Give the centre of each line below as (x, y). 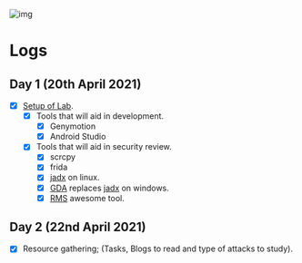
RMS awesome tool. (87, 198)
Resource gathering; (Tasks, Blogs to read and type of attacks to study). (158, 248)
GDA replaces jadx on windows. (110, 188)
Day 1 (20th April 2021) (75, 84)
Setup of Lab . (48, 106)
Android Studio (78, 137)
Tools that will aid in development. (100, 116)
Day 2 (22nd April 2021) (78, 227)
